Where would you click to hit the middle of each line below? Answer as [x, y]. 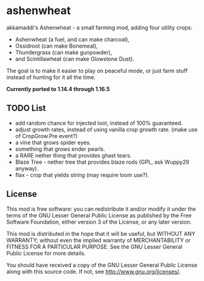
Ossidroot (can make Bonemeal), [56, 46]
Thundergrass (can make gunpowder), [64, 52]
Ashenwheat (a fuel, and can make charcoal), [72, 39]
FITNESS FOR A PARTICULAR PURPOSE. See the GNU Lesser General [94, 246]
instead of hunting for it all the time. [51, 77]
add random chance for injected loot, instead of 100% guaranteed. [99, 123]
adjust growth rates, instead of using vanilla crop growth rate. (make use [106, 130]
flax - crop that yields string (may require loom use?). [82, 175]
